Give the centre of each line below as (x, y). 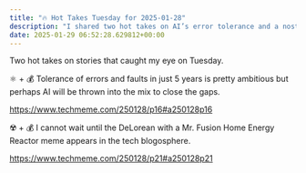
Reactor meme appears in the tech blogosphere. (100, 141)
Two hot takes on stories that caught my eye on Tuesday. (117, 61)
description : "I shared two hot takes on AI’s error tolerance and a (144, 26)
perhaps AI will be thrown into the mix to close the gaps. (115, 92)
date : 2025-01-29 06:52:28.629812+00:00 (87, 35)
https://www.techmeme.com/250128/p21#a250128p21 (111, 158)
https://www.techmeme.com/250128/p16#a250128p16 (111, 109)
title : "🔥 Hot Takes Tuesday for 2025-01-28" (98, 18)
